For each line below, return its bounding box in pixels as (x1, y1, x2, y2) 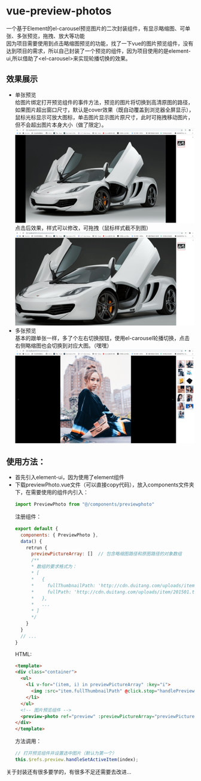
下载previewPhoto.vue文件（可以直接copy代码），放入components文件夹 (14, 481, 194, 488)
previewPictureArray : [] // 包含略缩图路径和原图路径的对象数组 (31, 551, 182, 557)
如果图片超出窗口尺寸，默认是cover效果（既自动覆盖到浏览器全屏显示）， (14, 106, 194, 113)
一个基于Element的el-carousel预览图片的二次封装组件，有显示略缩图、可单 (6, 25, 190, 32)
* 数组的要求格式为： (31, 564, 77, 570)
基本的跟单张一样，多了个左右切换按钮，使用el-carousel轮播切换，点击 (14, 334, 190, 341)
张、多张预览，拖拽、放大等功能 (6, 32, 85, 40)
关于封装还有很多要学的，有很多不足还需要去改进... (6, 768, 132, 775)
